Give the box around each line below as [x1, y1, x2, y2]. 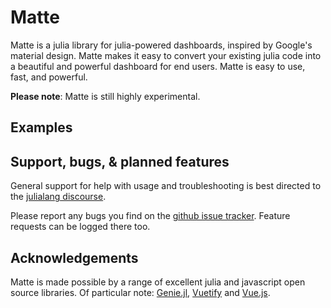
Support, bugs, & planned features [10, 153, 230, 170]
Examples [10, 119, 73, 136]
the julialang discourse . [10, 191, 107, 203]
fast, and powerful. [10, 71, 88, 83]
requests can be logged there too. [10, 221, 151, 233]
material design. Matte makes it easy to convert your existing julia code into [10, 49, 322, 61]
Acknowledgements [10, 249, 139, 266]
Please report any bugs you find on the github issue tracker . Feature [10, 210, 291, 222]
